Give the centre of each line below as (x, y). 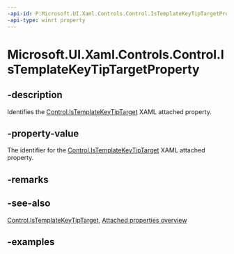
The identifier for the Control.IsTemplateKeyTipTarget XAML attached (106, 150)
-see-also (29, 204)
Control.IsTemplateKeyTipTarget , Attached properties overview (97, 220)
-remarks (28, 179)
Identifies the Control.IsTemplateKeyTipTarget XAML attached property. (110, 111)
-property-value (43, 133)
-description (35, 95)
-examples (31, 242)
